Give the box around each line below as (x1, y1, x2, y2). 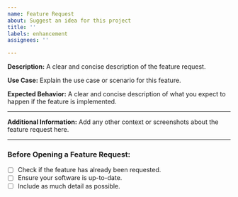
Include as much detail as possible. (17, 181, 120, 190)
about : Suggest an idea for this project (7, 17, 132, 24)
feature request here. (7, 125, 69, 134)
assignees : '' (7, 37, 50, 44)
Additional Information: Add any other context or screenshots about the (7, 118, 219, 126)
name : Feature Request (7, 10, 74, 18)
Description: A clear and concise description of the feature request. (7, 62, 206, 71)
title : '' (7, 23, 37, 30)
